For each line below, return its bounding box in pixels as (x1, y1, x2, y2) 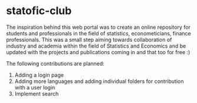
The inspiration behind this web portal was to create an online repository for (6, 24, 191, 31)
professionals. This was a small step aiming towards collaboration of (6, 36, 172, 43)
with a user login (14, 84, 55, 91)
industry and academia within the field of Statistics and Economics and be (6, 42, 186, 49)
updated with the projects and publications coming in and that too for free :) (6, 48, 191, 55)
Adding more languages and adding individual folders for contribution (14, 78, 184, 85)
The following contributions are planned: (6, 60, 105, 67)
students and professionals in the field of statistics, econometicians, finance (6, 29, 191, 36)
